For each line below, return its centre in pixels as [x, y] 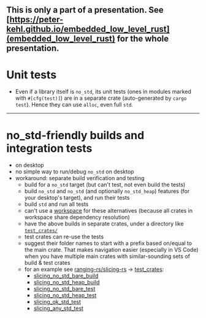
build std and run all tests [56, 204]
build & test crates [47, 263]
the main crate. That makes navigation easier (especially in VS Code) [111, 250]
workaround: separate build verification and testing [80, 178]
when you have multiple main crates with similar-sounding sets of [107, 256]
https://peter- [36, 20]
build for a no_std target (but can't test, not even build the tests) [105, 185]
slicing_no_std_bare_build [66, 276]
